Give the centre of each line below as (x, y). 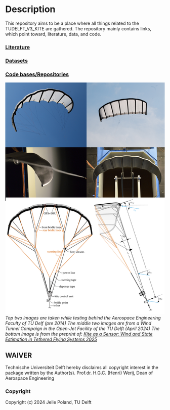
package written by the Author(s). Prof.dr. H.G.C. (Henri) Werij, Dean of (79, 373)
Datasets (16, 61)
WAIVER (19, 355)
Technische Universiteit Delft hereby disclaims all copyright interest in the (82, 367)
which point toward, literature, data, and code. (53, 34)
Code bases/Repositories (37, 74)
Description (30, 9)
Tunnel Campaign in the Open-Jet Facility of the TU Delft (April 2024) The (82, 329)
